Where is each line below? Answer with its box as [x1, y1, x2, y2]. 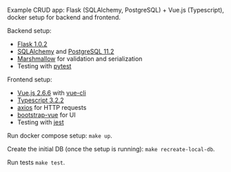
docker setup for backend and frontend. [7, 13, 121, 21]
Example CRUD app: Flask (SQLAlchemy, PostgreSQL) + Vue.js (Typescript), [7, 6, 224, 14]
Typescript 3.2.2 [17, 96, 64, 104]
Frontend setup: [7, 75, 52, 84]
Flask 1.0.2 [17, 40, 48, 48]
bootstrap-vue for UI [17, 111, 76, 119]
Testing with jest [17, 118, 64, 126]
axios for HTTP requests [17, 104, 87, 111]
